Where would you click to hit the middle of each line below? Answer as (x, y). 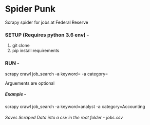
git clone (21, 46)
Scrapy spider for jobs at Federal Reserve (47, 22)
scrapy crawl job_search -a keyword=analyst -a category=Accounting (75, 106)
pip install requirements (36, 51)
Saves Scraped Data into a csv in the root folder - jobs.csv (64, 118)
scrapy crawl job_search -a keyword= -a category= (56, 74)
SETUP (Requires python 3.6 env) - (47, 35)
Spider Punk (30, 9)
